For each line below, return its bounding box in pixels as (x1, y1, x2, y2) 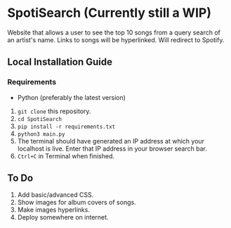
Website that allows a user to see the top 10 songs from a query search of (7, 28, 221, 37)
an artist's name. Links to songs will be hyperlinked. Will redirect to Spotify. (7, 35, 225, 44)
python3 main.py (17, 130, 65, 138)
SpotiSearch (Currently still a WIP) (7, 5, 212, 21)
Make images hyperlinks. (17, 205, 90, 214)
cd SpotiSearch (17, 115, 62, 122)
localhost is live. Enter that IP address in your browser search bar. (17, 144, 207, 153)
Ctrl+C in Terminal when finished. (17, 151, 114, 160)
